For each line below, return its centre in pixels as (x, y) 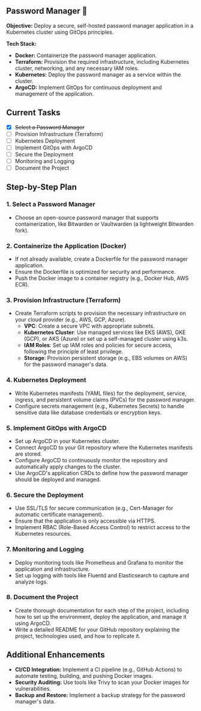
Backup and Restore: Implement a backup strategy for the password (100, 695)
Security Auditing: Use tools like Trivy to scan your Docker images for (102, 682)
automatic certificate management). (59, 515)
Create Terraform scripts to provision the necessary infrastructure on (100, 313)
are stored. (28, 454)
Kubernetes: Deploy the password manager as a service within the (98, 74)
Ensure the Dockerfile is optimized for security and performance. (95, 272)
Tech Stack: (22, 43)
